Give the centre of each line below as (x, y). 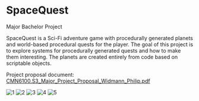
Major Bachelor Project (34, 27)
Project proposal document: (40, 74)
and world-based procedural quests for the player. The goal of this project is (100, 44)
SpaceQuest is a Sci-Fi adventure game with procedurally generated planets (99, 38)
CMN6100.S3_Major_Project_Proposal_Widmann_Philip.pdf (78, 81)
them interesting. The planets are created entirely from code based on (92, 57)
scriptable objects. (29, 63)
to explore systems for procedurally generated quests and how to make (94, 50)
